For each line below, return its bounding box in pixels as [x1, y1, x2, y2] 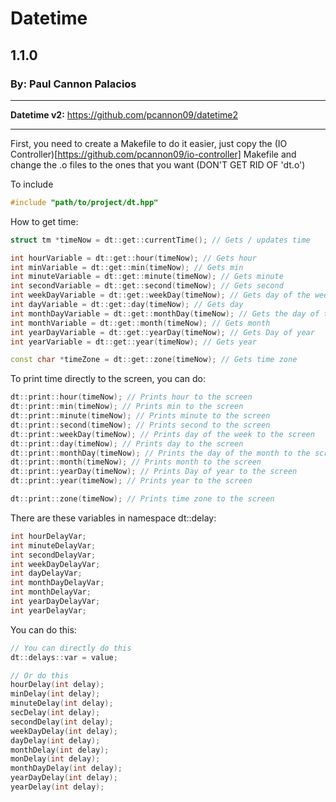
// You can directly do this [10, 643, 132, 653]
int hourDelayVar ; [10, 531, 87, 541]
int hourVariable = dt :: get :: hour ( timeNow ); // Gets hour [10, 253, 257, 263]
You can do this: [10, 623, 77, 636]
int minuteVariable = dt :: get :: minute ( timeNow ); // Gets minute [10, 272, 284, 282]
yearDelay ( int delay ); [10, 782, 105, 792]
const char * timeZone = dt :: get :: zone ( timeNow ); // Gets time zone [10, 355, 298, 365]
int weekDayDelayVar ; [10, 559, 101, 569]
